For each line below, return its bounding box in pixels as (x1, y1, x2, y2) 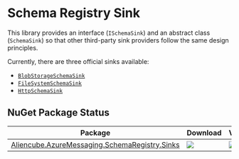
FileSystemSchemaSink (17, 79, 82, 87)
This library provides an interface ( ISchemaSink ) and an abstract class (7, 28, 211, 37)
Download (186, 128, 222, 138)
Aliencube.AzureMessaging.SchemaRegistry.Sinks (11, 140, 180, 150)
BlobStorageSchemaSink (17, 72, 85, 79)
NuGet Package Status (7, 106, 110, 119)
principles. (7, 43, 38, 52)
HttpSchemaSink (17, 87, 63, 94)
